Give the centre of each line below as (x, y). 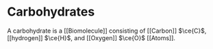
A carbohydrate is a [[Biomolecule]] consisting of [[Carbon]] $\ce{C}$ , (107, 31)
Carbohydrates (51, 12)
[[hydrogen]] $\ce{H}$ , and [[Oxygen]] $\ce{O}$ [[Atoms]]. (91, 37)
